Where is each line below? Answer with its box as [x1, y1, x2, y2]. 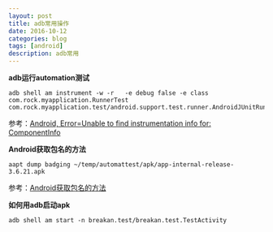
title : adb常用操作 [8, 19, 70, 28]
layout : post [8, 11, 53, 20]
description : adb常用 [8, 49, 80, 58]
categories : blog [8, 34, 67, 43]
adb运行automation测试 [8, 73, 90, 82]
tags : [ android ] [8, 42, 63, 50]
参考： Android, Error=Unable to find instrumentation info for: [8, 118, 211, 128]
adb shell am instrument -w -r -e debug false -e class [8, 89, 209, 97]
